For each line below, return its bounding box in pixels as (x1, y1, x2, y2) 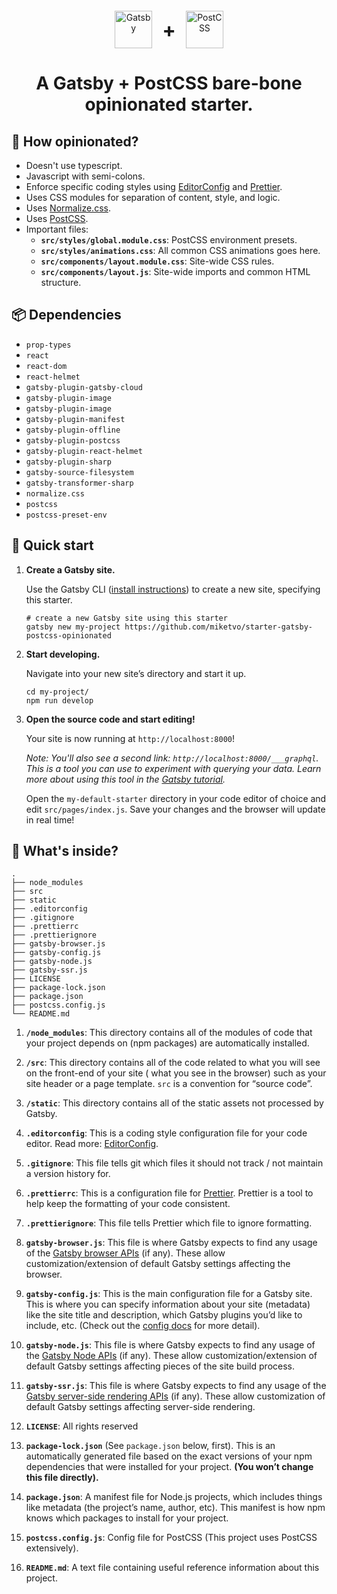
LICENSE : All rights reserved (25, 1420, 139, 1432)
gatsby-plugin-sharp (25, 457, 112, 467)
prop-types (25, 340, 72, 350)
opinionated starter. (84, 93, 254, 116)
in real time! (25, 813, 75, 826)
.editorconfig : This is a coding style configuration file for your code (25, 1127, 308, 1139)
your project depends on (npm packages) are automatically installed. (25, 1037, 310, 1049)
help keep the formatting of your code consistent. (25, 1198, 231, 1210)
